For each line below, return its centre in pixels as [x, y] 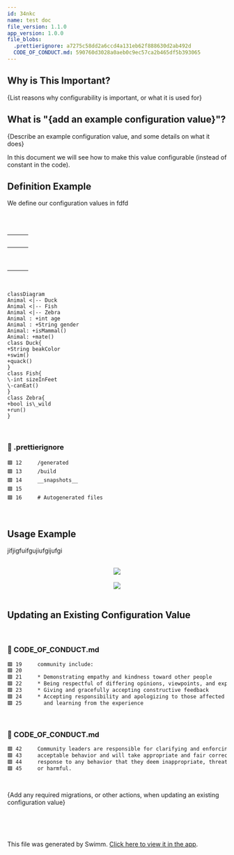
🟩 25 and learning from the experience [76, 703]
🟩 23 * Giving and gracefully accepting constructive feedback [108, 691]
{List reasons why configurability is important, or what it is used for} [104, 98]
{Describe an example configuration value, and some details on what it [109, 136]
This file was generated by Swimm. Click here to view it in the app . [103, 845]
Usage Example [42, 534]
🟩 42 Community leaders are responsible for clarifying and [103, 749]
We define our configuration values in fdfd [68, 203]
